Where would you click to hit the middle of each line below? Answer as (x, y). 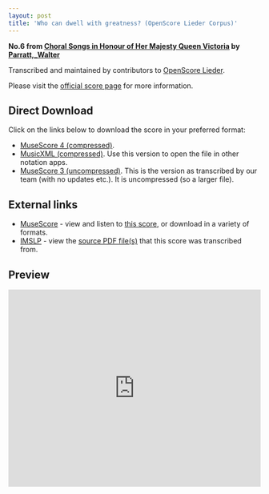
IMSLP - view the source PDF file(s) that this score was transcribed (130, 241)
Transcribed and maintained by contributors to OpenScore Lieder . (117, 70)
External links (43, 205)
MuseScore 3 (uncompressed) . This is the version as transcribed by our (139, 171)
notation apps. (44, 163)
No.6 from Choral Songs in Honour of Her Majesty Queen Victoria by (124, 46)
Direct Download (51, 110)
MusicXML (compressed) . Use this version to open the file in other (129, 154)
